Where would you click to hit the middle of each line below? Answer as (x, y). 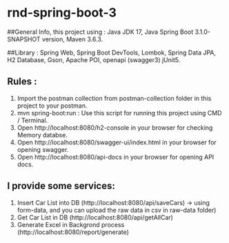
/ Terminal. (32, 120)
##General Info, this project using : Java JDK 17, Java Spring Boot (100, 32)
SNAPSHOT (24, 39)
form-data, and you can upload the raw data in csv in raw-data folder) (117, 210)
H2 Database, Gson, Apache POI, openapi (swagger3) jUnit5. (94, 59)
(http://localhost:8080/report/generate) (73, 232)
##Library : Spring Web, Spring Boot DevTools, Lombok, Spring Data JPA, (111, 52)
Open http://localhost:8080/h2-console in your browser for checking (115, 127)
